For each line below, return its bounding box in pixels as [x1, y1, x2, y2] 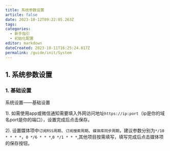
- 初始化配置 [10, 36, 34, 41]
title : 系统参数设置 [5, 7, 44, 13]
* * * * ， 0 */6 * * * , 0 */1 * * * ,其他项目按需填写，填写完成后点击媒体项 [5, 134, 164, 140]
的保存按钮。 [5, 140, 32, 146]
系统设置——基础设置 [5, 99, 50, 106]
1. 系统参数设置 [5, 70, 53, 79]
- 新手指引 [10, 31, 30, 36]
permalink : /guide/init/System [5, 50, 72, 55]
